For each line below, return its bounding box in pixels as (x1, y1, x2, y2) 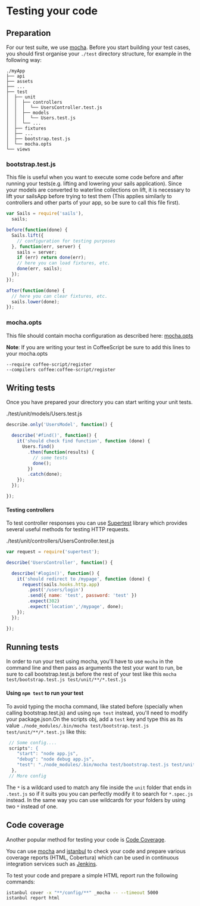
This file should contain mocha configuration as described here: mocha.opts (6, 332, 193, 339)
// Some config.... (8, 739, 58, 745)
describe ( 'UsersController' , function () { (6, 559, 113, 565)
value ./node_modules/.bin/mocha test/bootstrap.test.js (6, 722, 149, 729)
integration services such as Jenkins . (6, 860, 98, 867)
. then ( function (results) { (27, 449, 95, 455)
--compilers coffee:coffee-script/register (6, 366, 116, 372)
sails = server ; (17, 249, 58, 255)
